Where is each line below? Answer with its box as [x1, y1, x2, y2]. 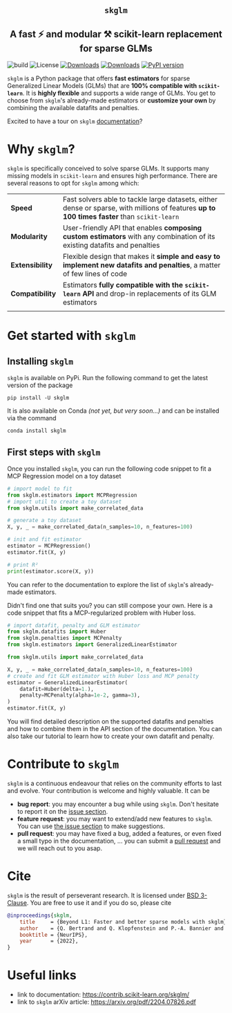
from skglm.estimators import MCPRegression [7, 492, 137, 499]
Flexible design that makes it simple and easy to [62, 252, 221, 262]
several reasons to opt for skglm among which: [7, 179, 139, 188]
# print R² [7, 561, 39, 568]
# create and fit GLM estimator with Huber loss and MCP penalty [7, 672, 199, 679]
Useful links [7, 967, 77, 983]
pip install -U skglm [7, 395, 70, 402]
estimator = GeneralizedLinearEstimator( [7, 679, 128, 686]
